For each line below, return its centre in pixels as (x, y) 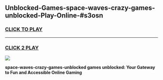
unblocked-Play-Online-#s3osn (54, 16)
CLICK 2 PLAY (22, 48)
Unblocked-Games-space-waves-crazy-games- (80, 8)
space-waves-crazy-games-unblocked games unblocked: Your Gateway (80, 67)
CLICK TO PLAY (24, 30)
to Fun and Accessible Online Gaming (44, 72)
